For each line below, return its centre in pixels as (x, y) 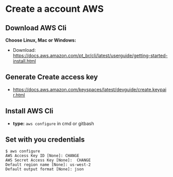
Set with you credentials (45, 140)
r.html (19, 95)
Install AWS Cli (29, 111)
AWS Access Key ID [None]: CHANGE (42, 156)
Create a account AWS (55, 9)
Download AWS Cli (36, 28)
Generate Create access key (52, 77)
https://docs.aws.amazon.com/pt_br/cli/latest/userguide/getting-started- (90, 55)
